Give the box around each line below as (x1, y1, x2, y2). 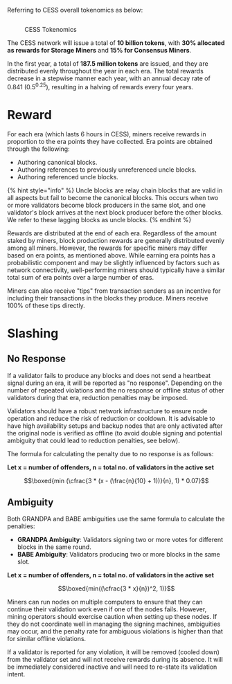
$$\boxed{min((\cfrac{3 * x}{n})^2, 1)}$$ (57, 584, 175, 593)
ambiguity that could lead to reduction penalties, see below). (7, 436, 180, 444)
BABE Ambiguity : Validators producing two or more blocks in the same (17, 550, 220, 559)
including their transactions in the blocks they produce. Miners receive (7, 294, 208, 302)
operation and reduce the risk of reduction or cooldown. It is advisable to (7, 414, 215, 422)
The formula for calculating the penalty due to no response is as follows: (7, 449, 214, 458)
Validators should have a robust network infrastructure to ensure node (7, 406, 208, 415)
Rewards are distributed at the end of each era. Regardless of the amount (7, 228, 217, 237)
